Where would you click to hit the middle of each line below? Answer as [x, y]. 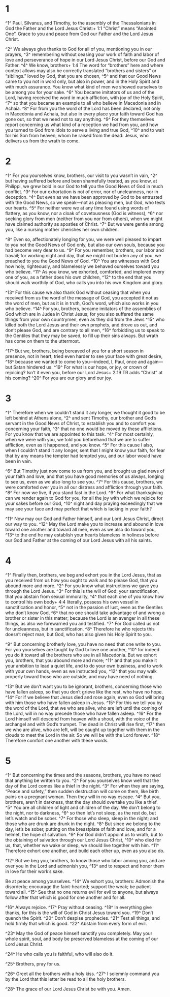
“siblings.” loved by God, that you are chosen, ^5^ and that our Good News [83, 76]
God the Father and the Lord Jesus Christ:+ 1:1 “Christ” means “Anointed [81, 28]
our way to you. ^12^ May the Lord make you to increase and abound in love [84, 524]
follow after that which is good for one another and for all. [65, 897]
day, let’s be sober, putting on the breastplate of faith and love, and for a [81, 829]
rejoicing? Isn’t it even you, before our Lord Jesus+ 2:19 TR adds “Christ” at [84, 372]
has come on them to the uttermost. [43, 341]
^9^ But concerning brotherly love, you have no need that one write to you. [83, 644]
